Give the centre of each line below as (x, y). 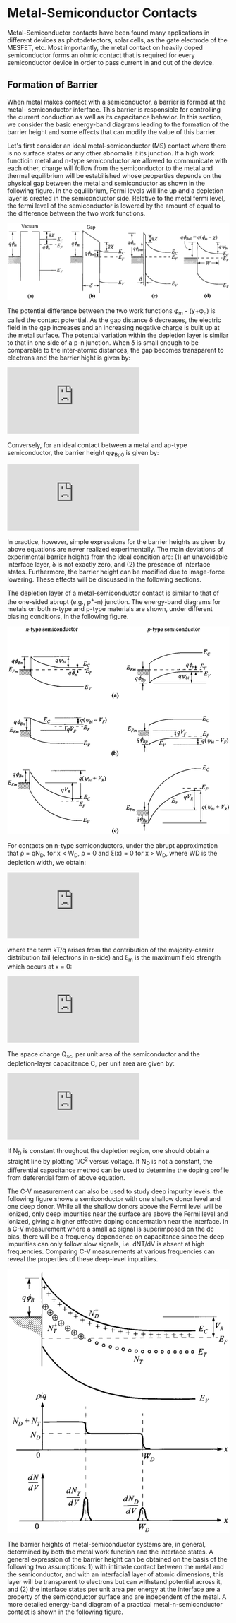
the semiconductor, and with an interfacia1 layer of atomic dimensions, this (116, 1574)
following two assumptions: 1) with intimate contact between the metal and (116, 1566)
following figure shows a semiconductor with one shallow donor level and (114, 1199)
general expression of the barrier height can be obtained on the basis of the (117, 1559)
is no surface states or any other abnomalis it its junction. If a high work (111, 153)
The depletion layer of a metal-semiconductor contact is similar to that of (113, 593)
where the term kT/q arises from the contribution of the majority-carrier (111, 950)
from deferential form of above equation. (66, 1178)
